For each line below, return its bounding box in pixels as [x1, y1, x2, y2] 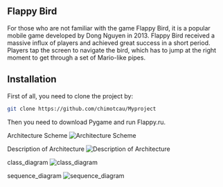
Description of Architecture [7, 145, 85, 153]
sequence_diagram [7, 171, 62, 179]
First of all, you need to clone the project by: [7, 91, 134, 100]
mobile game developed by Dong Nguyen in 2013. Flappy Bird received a [7, 31, 215, 39]
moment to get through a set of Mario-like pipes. [7, 53, 146, 62]
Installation [7, 73, 57, 85]
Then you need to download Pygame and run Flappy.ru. [7, 118, 166, 126]
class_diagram [7, 158, 48, 166]
